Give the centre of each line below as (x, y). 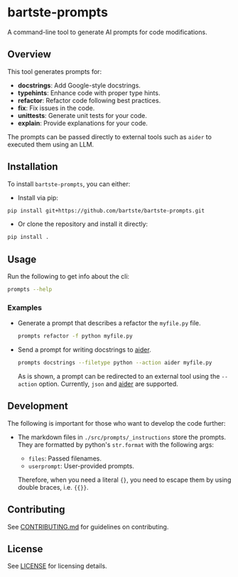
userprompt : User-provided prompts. (81, 465)
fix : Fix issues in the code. (56, 108)
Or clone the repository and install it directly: (82, 224)
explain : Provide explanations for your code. (82, 123)
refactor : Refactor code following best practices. (89, 100)
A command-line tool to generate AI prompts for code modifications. (107, 32)
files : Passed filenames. (65, 458)
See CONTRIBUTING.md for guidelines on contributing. (88, 527)
